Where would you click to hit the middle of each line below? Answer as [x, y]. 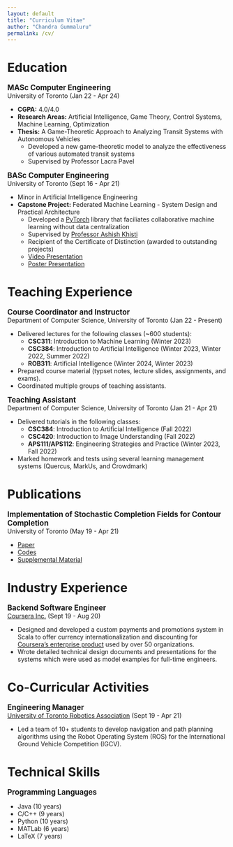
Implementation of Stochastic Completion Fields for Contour [114, 514]
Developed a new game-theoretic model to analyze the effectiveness [127, 147]
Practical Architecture [48, 212]
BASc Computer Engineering [58, 175]
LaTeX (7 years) [40, 836]
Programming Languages [52, 792]
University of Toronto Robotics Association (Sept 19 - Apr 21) [95, 715]
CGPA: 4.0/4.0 [38, 110]
